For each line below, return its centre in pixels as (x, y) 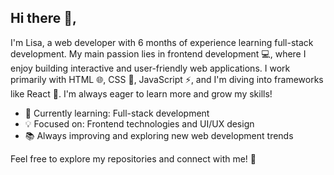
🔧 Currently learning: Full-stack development (117, 113)
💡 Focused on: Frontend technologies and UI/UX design (139, 123)
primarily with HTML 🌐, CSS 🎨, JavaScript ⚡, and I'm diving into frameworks (167, 79)
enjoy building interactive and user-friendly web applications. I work (150, 68)
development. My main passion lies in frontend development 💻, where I (158, 53)
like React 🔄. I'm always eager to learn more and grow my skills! (141, 93)
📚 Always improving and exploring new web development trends (159, 135)
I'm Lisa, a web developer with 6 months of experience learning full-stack (162, 42)
